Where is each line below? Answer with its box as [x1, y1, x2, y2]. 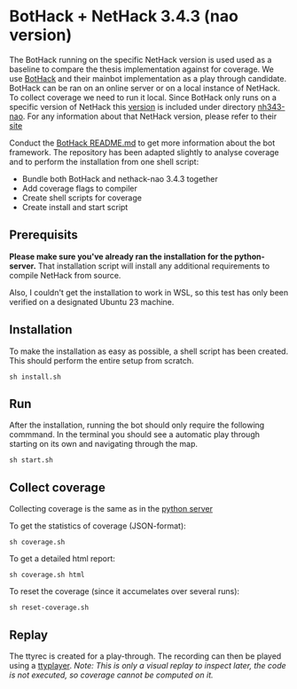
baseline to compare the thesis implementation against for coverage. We [9, 64, 275, 74]
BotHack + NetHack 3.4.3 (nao [9, 6, 239, 27]
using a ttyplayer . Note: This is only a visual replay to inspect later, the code [9, 661, 286, 670]
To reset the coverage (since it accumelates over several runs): [9, 586, 240, 597]
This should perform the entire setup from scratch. [9, 355, 194, 365]
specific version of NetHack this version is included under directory [9, 101, 256, 112]
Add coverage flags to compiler [21, 183, 137, 193]
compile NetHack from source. [9, 270, 121, 280]
